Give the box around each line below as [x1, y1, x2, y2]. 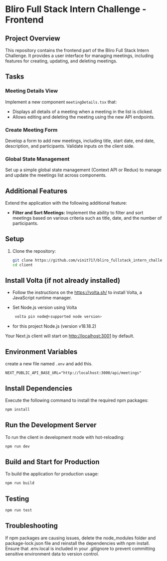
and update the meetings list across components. [5, 172, 107, 178]
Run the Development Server [5, 421, 97, 429]
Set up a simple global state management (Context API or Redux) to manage [5, 167, 162, 173]
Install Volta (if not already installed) [5, 276, 121, 285]
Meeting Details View [5, 88, 58, 95]
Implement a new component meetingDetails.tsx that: [5, 99, 117, 105]
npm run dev [5, 444, 30, 449]
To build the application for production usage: [5, 471, 99, 477]
